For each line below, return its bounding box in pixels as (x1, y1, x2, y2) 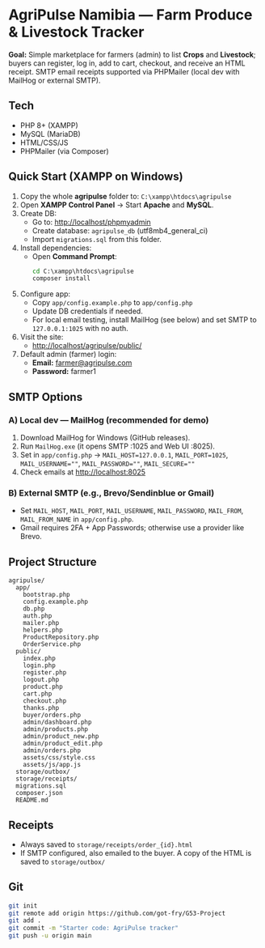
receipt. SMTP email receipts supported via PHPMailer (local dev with (8, 66, 240, 76)
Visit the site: (19, 332, 64, 342)
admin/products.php (23, 725, 89, 733)
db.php (23, 605, 45, 613)
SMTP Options (8, 390, 83, 404)
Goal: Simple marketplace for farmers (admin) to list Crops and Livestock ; (8, 49, 256, 59)
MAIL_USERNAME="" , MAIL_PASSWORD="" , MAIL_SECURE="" (19, 459, 196, 468)
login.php (23, 661, 57, 670)
